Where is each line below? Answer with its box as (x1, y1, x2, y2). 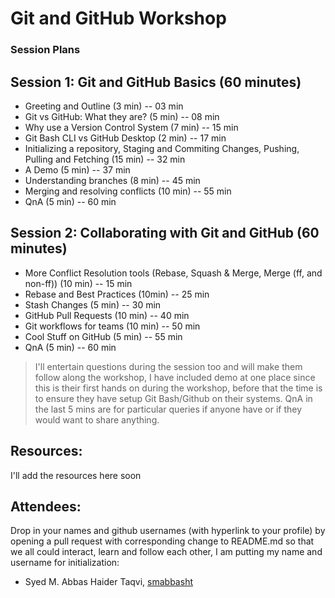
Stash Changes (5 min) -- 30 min (24, 298, 162, 311)
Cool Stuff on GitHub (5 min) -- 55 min (24, 330, 183, 342)
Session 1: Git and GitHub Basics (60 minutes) (10, 73, 302, 91)
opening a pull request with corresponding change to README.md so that (10, 535, 315, 547)
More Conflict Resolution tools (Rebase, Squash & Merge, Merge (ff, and (24, 267, 323, 279)
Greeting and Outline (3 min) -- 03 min (24, 100, 184, 112)
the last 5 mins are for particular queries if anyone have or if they (34, 403, 303, 415)
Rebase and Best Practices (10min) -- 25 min (24, 288, 210, 300)
